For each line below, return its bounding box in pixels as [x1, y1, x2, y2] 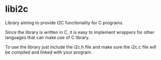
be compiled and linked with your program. [5, 49, 93, 55]
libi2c [5, 3, 29, 15]
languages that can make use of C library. [5, 34, 90, 40]
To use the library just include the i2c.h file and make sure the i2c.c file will [5, 44, 157, 50]
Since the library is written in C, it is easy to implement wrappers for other [5, 29, 155, 35]
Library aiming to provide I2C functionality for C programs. [5, 20, 124, 26]
